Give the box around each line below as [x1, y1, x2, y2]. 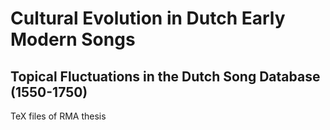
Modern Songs [10, 28, 136, 51]
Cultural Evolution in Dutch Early [10, 7, 286, 30]
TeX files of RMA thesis [10, 110, 107, 122]
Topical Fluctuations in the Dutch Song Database [10, 68, 321, 85]
